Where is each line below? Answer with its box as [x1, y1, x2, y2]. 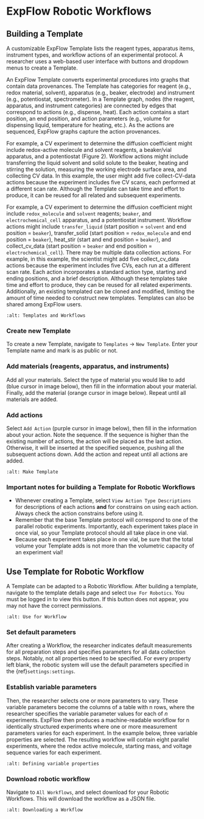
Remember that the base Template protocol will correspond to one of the [15, 516, 198, 524]
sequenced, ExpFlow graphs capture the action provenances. [6, 128, 161, 135]
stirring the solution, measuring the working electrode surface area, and [6, 166, 187, 173]
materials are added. [6, 395, 58, 403]
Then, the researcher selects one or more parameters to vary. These [6, 697, 178, 704]
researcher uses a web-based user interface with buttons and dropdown [6, 58, 189, 65]
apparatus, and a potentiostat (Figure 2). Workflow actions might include [6, 153, 189, 160]
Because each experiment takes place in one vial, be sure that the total [15, 536, 194, 543]
